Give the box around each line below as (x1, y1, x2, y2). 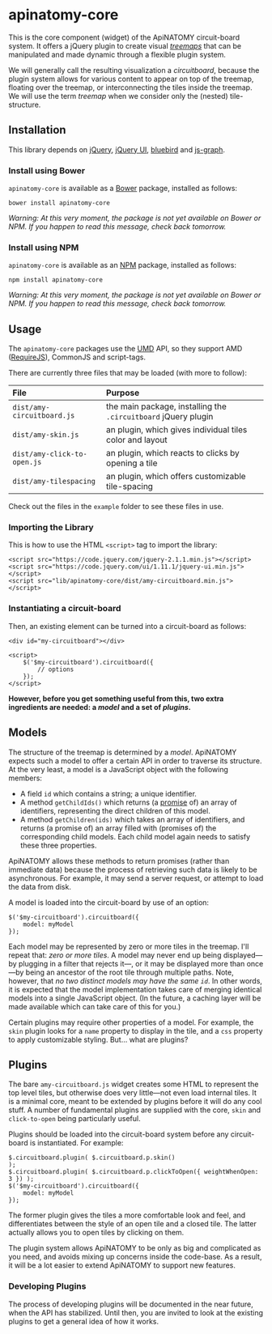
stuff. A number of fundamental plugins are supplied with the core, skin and (8, 1105, 261, 1115)
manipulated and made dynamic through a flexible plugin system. (8, 49, 227, 59)
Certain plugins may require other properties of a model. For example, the (8, 1017, 254, 1027)
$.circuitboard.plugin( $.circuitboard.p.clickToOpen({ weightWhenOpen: (8, 1168, 259, 1176)
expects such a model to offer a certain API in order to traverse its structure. (8, 755, 262, 766)
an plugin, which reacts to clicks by (106, 448, 240, 459)
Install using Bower (8, 164, 86, 176)
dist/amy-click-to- (12, 449, 87, 459)
